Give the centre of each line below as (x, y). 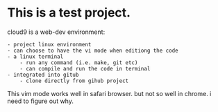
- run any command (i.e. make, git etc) (79, 63)
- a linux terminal (35, 57)
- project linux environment (49, 44)
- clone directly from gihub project (74, 81)
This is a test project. (69, 13)
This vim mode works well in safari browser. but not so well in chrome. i (109, 93)
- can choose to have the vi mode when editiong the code (93, 50)
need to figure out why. (41, 101)
